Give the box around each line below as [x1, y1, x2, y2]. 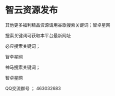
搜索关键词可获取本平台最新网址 [5, 32, 71, 38]
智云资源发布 [5, 4, 58, 16]
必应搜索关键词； [5, 43, 40, 49]
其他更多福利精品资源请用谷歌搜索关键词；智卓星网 [5, 22, 110, 28]
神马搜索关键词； [5, 64, 40, 70]
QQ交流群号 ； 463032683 [5, 85, 61, 91]
